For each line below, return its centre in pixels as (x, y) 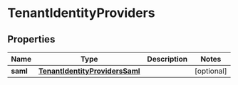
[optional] (211, 71)
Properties (31, 39)
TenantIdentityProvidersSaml (89, 71)
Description (167, 59)
